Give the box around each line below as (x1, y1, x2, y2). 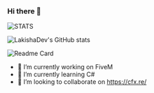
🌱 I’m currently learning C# (17, 70, 95, 79)
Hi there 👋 (7, 6, 42, 16)
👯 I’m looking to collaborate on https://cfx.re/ (17, 78, 147, 86)
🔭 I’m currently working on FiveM (17, 63, 113, 71)
